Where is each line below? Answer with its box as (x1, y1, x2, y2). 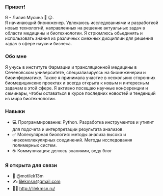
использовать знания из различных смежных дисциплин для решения (5, 35, 154, 41)
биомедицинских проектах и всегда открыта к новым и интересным (5, 80, 149, 85)
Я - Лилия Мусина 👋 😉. (5, 15, 54, 21)
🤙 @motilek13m (12, 173, 44, 179)
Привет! (5, 3, 26, 10)
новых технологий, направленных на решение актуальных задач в (5, 25, 145, 31)
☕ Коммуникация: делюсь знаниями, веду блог (12, 147, 112, 153)
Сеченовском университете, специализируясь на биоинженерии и (5, 69, 146, 75)
